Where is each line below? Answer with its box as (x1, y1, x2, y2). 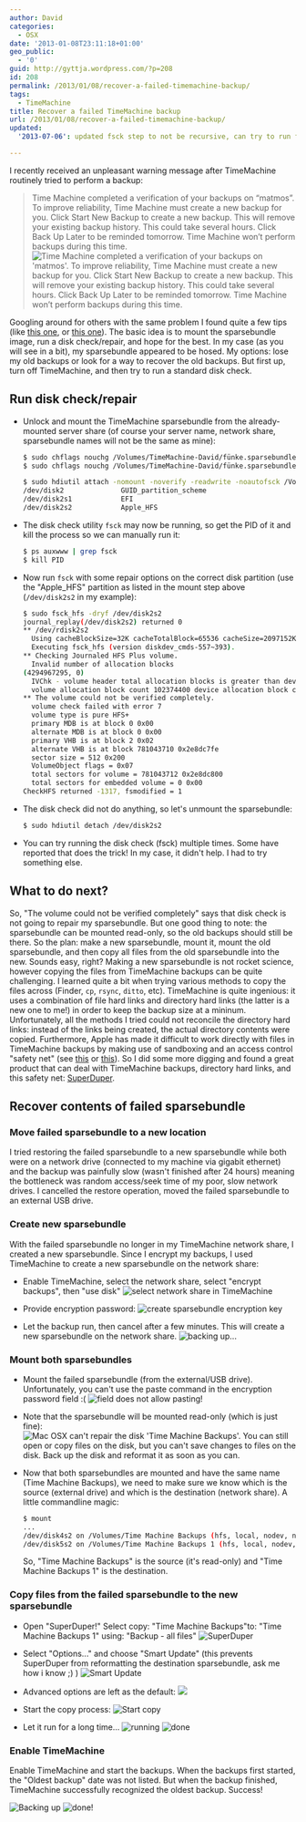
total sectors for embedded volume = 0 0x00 (31, 779, 203, 788)
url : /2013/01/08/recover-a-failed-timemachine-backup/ (9, 115, 226, 124)
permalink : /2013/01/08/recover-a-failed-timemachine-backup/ (9, 81, 250, 90)
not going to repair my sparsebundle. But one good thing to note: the (9, 917, 268, 928)
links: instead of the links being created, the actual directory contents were (9, 1023, 291, 1035)
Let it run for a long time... (22, 1721, 120, 1733)
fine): (22, 1420, 43, 1432)
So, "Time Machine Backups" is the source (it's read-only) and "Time (22, 1556, 283, 1567)
